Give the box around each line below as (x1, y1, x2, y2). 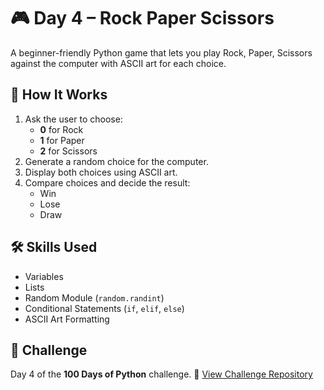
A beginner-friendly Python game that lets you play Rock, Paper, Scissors (10, 46, 313, 59)
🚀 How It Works (10, 86, 108, 104)
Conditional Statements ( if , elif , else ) (24, 302, 185, 314)
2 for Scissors (39, 145, 98, 157)
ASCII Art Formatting (24, 313, 110, 325)
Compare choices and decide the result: (24, 176, 191, 189)
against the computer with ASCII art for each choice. (10, 57, 227, 69)
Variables (24, 270, 64, 282)
